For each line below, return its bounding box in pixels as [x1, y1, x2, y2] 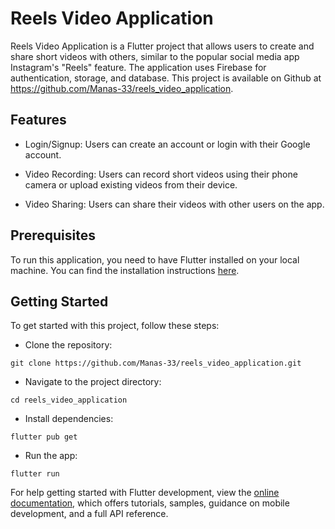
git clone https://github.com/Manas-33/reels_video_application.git [10, 358, 302, 369]
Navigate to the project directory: [24, 376, 162, 388]
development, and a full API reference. [10, 508, 169, 520]
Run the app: [24, 450, 78, 462]
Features [10, 112, 67, 129]
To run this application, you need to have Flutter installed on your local [10, 253, 300, 266]
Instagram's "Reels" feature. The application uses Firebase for [10, 61, 267, 73]
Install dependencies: [24, 413, 114, 425]
